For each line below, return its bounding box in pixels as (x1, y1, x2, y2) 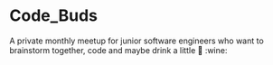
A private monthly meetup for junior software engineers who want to (9, 35, 264, 46)
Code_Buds (9, 5, 98, 26)
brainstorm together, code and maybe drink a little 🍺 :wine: (9, 44, 228, 55)
